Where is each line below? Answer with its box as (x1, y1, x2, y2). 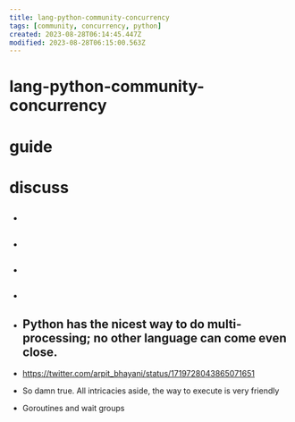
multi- (206, 316, 242, 332)
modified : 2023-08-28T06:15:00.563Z (9, 38, 146, 47)
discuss (9, 177, 70, 198)
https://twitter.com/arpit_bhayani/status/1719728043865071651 (21, 368, 255, 379)
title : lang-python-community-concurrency (9, 13, 170, 22)
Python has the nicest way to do (21, 316, 206, 332)
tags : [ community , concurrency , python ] (9, 21, 163, 30)
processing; (21, 330, 91, 345)
